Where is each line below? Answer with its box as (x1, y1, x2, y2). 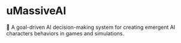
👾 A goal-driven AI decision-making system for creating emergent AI (6, 24, 176, 31)
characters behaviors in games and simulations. (6, 29, 125, 37)
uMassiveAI (6, 4, 67, 18)
